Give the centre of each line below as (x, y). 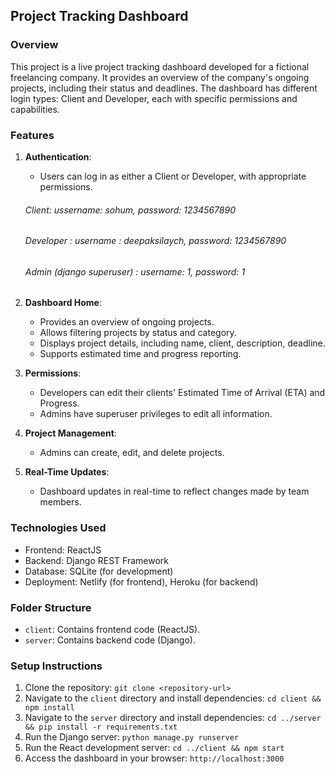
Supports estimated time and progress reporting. (140, 354)
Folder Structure (51, 607)
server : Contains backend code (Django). (110, 640)
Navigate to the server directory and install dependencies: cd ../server (173, 718)
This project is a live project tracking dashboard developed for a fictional (160, 66)
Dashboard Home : (63, 303)
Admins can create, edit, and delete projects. (132, 453)
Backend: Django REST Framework (96, 560)
